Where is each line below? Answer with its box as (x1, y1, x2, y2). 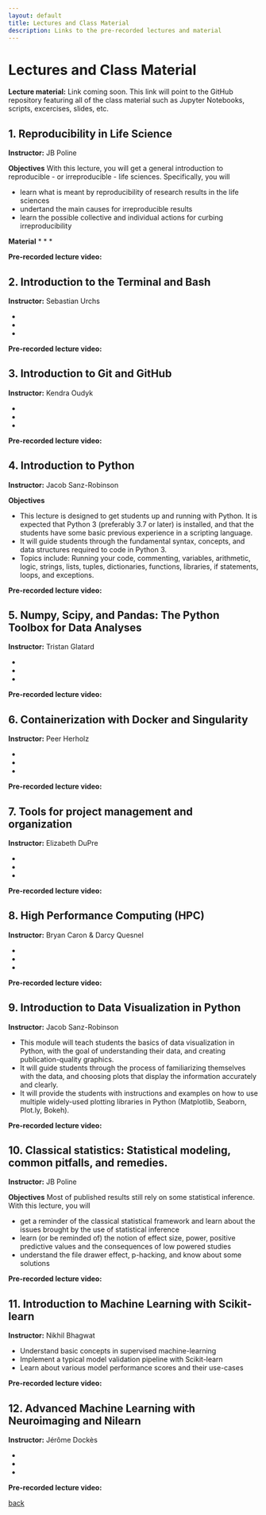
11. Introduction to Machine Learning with (8, 1297, 217, 1311)
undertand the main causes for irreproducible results (19, 204, 193, 214)
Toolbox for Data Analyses (8, 621, 142, 634)
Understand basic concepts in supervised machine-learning (19, 1346, 217, 1356)
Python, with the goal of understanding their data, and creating (19, 1046, 226, 1055)
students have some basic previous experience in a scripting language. (19, 528, 253, 537)
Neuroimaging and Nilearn (8, 1414, 141, 1427)
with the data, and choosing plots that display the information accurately (19, 1071, 256, 1081)
